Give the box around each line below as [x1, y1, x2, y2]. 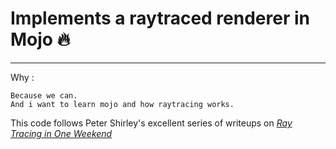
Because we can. [10, 90, 78, 101]
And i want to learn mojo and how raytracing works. [10, 99, 235, 109]
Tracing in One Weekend [10, 127, 113, 139]
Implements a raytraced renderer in [10, 7, 310, 30]
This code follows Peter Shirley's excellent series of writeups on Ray [10, 117, 293, 129]
